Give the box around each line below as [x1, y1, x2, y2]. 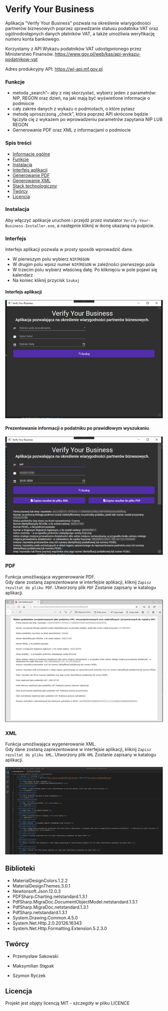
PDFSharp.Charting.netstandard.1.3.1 [12, 893, 87, 899]
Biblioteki [5, 864, 35, 873]
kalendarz [12, 272, 33, 278]
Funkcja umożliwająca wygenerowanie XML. [5, 741, 96, 747]
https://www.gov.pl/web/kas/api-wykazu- [54, 51, 141, 57]
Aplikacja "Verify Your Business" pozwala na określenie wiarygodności [5, 20, 151, 26]
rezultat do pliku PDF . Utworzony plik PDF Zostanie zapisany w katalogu [5, 584, 156, 590]
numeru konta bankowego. [5, 36, 60, 42]
